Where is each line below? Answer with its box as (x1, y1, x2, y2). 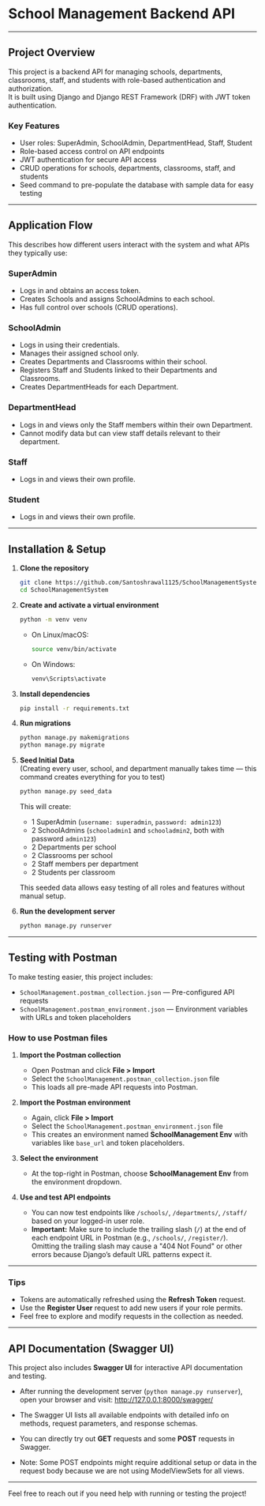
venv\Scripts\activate (31, 675, 106, 683)
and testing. (8, 1372, 47, 1381)
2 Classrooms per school (31, 851, 113, 860)
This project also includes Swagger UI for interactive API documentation (8, 1363, 243, 1372)
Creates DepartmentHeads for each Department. (19, 382, 179, 392)
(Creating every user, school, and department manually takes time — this (19, 764, 257, 774)
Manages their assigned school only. (19, 348, 140, 358)
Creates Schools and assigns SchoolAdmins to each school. (19, 294, 215, 304)
